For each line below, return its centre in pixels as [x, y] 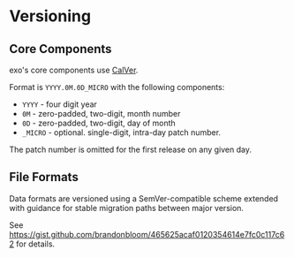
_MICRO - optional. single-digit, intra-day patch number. [121, 132]
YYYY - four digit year [59, 104]
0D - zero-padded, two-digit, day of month [99, 123]
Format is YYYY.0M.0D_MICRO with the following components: [117, 87]
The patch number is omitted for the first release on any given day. [130, 149]
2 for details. [32, 244]
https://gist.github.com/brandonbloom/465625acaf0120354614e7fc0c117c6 [147, 234]
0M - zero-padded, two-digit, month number [101, 113]
